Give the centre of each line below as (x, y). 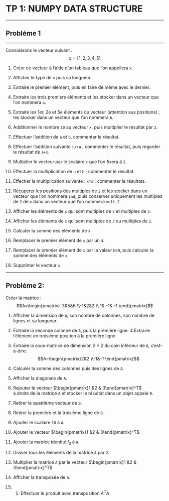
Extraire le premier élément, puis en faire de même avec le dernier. (82, 87)
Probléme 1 (23, 33)
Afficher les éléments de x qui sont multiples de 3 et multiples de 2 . (82, 211)
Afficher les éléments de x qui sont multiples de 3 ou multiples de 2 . (82, 221)
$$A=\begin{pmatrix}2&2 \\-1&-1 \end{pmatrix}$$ (89, 358)
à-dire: (20, 351)
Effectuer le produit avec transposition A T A (65, 493)
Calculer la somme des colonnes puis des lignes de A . (68, 368)
